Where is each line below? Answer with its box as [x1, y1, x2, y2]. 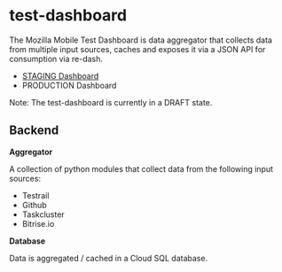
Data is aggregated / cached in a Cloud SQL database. [9, 253, 208, 263]
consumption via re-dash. [9, 53, 104, 64]
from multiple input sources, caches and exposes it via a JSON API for [9, 43, 266, 54]
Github [21, 199, 47, 210]
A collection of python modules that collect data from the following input [9, 163, 273, 174]
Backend [9, 123, 59, 138]
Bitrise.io [21, 218, 55, 229]
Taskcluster [21, 209, 65, 220]
